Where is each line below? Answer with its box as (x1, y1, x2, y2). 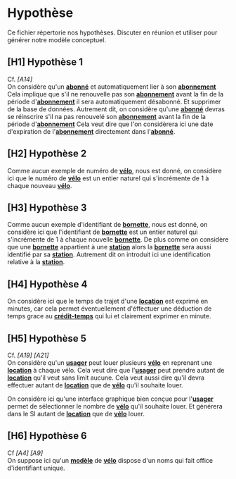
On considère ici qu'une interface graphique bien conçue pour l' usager (7, 394, 214, 403)
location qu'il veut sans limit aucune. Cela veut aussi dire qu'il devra (7, 373, 205, 382)
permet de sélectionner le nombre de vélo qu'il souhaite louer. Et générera (7, 402, 223, 410)
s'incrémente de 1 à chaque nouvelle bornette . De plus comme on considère (7, 235, 229, 244)
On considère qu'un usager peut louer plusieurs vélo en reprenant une (7, 359, 213, 367)
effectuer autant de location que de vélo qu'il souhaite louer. (7, 381, 184, 389)
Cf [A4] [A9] (7, 449, 44, 457)
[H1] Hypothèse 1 (7, 56, 83, 68)
